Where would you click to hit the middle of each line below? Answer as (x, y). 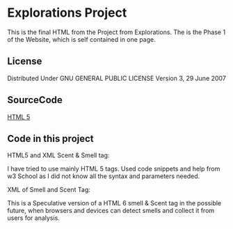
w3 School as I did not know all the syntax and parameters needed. (104, 176)
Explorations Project (67, 13)
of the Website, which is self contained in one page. (81, 39)
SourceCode (35, 100)
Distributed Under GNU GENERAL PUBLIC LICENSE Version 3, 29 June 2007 (116, 78)
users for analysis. (34, 218)
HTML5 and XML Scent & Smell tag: (58, 155)
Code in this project (50, 138)
